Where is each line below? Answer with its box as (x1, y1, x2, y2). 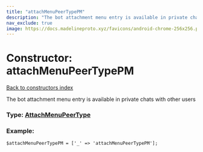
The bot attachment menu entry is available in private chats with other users (6, 96, 196, 103)
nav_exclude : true (6, 20, 53, 26)
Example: (6, 127, 34, 135)
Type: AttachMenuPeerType (6, 111, 91, 119)
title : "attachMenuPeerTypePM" (6, 8, 85, 15)
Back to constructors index (6, 84, 74, 91)
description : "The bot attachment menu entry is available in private (6, 14, 188, 20)
